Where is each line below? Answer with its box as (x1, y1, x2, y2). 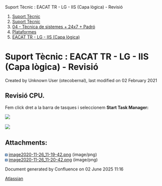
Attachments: (5, 138, 48, 147)
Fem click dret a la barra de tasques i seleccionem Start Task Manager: (5, 104, 149, 110)
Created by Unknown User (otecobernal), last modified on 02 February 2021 (5, 77, 158, 83)
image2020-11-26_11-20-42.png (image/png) (8, 156, 98, 162)
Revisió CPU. (5, 92, 45, 100)
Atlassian (5, 175, 23, 181)
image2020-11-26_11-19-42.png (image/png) (8, 152, 97, 157)
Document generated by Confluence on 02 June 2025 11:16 (5, 166, 124, 172)
